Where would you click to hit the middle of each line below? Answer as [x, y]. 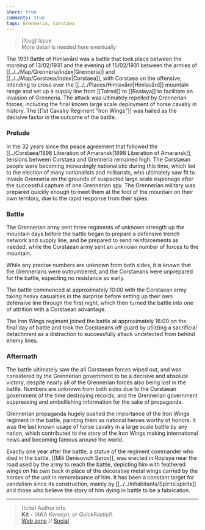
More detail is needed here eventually [69, 47]
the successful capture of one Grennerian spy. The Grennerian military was [101, 185]
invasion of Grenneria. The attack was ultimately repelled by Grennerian [97, 98]
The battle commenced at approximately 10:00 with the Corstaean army [97, 290]
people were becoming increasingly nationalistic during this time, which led [101, 166]
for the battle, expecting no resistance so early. [66, 278]
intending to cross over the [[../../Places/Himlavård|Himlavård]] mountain [98, 85]
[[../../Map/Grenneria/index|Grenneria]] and [61, 72]
